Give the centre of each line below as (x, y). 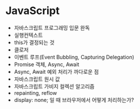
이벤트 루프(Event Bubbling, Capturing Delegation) (74, 57)
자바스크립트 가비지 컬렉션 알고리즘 (54, 86)
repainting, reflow (35, 93)
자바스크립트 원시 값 (37, 79)
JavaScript (33, 11)
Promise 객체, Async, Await (47, 64)
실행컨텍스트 (29, 35)
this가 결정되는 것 (34, 42)
